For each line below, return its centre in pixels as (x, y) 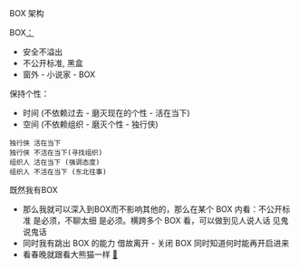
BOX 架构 (27, 13)
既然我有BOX (34, 190)
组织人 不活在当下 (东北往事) (58, 172)
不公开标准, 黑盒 (53, 63)
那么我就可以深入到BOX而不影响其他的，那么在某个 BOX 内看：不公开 (152, 209)
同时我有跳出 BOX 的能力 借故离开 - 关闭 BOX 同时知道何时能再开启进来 (156, 243)
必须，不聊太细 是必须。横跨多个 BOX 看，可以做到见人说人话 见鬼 (164, 221)
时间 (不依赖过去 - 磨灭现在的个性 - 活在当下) (106, 113)
